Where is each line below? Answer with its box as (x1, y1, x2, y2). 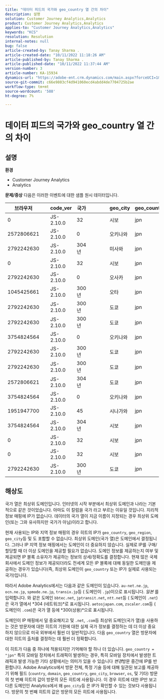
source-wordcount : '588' (5, 89, 56, 94)
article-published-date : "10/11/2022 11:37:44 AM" (5, 62, 110, 66)
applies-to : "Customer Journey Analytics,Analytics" (5, 25, 115, 30)
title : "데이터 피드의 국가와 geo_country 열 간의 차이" (5, 7, 109, 12)
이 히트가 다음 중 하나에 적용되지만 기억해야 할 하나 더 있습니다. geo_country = (5, 646, 155, 652)
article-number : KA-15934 (5, 71, 58, 76)
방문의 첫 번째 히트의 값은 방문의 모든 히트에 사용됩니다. (11, 689, 117, 695)
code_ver (50, 205, 72, 211)
